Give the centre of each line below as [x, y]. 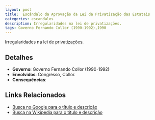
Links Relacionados [36, 95]
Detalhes [19, 57]
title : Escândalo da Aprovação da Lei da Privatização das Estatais [78, 14]
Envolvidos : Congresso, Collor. [44, 74]
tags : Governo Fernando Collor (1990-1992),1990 [56, 28]
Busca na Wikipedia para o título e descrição [57, 112]
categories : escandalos [29, 19]
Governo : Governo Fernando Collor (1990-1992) [61, 69]
